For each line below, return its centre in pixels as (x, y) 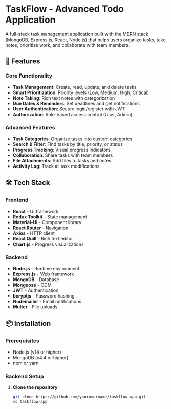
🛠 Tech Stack (28, 183)
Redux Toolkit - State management (50, 217)
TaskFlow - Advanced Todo (65, 9)
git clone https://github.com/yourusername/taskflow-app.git (79, 397)
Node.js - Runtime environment (46, 268)
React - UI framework (36, 211)
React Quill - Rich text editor (43, 238)
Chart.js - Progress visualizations (48, 244)
